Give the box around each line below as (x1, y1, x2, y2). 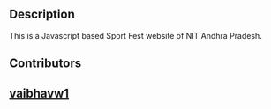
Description (9, 7, 75, 22)
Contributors (9, 56, 82, 71)
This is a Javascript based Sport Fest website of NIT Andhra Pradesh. (9, 30, 262, 40)
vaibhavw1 (9, 85, 69, 100)
